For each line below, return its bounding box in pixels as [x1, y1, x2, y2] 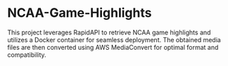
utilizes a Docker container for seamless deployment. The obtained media [7, 35, 222, 44]
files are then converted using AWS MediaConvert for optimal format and [7, 43, 219, 51]
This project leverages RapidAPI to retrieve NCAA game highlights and [7, 28, 211, 37]
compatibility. [7, 51, 47, 59]
